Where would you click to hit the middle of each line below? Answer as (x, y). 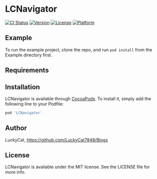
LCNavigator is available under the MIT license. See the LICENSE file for (78, 167)
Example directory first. (29, 55)
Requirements (27, 70)
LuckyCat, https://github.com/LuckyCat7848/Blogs (56, 140)
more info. (15, 172)
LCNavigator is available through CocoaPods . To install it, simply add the (78, 98)
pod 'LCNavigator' (24, 113)
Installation (22, 87)
